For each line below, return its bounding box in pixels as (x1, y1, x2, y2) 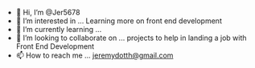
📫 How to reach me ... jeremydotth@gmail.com (15, 50, 174, 60)
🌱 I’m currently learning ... (15, 25, 102, 34)
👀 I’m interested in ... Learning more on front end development (15, 16, 223, 26)
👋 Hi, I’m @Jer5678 (15, 8, 80, 17)
